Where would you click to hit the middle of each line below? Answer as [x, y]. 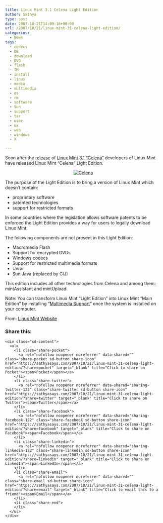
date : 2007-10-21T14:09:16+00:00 [40, 24]
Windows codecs [30, 258]
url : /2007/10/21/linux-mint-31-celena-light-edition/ [63, 28]
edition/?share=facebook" [32, 429]
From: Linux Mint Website [31, 318]
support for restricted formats [43, 208]
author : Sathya [21, 14]
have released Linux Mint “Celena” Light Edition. [54, 163]
